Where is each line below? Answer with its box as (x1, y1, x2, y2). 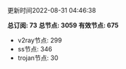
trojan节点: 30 (17, 54, 59, 62)
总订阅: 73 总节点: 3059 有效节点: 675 (7, 21, 119, 30)
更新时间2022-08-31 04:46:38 (7, 6, 96, 14)
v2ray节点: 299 (17, 36, 62, 44)
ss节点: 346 (17, 45, 52, 53)
